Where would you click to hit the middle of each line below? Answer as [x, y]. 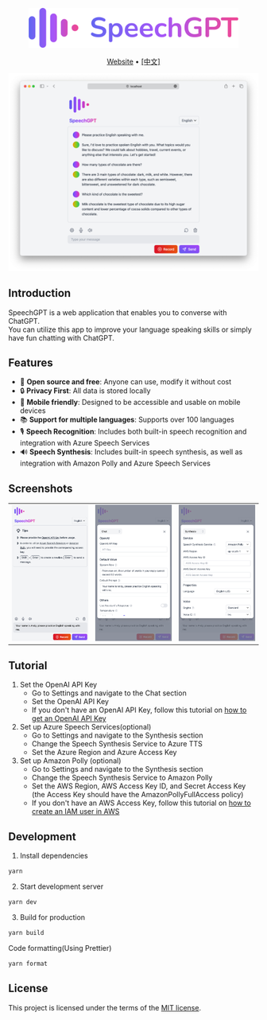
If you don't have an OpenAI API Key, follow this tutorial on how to [139, 710]
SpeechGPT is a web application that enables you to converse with [118, 312]
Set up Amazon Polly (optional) [70, 761]
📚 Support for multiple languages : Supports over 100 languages [127, 420]
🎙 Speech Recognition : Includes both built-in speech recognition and [133, 432]
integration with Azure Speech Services [85, 443]
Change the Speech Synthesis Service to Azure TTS [117, 744]
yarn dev [23, 902]
